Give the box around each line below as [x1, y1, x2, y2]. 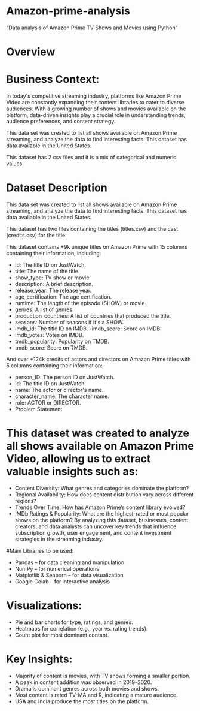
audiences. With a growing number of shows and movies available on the [6, 105, 186, 112]
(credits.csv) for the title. [6, 232, 67, 239]
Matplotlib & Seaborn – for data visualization [14, 571, 124, 579]
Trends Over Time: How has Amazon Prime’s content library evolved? [14, 504, 186, 511]
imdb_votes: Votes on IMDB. [14, 332, 84, 338]
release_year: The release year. [14, 287, 92, 294]
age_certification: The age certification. [14, 293, 112, 300]
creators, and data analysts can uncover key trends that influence [14, 523, 177, 530]
